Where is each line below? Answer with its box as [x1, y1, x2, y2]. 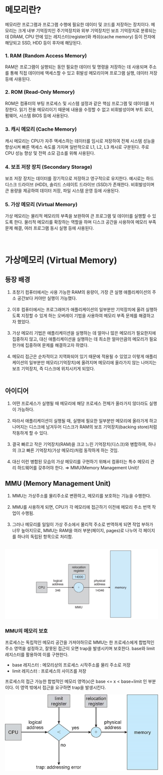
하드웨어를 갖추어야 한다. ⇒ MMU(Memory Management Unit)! [17, 465, 139, 471]
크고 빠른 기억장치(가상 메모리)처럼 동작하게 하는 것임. [17, 447, 119, 454]
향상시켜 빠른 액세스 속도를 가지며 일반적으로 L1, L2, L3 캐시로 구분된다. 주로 [5, 144, 149, 150]
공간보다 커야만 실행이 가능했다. [17, 296, 77, 301]
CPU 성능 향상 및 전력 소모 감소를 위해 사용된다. [5, 150, 96, 156]
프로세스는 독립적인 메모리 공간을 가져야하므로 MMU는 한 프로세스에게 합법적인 [5, 639, 155, 645]
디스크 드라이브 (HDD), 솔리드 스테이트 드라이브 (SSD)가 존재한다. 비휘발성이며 [5, 181, 155, 188]
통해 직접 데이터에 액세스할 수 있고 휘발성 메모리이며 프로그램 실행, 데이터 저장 [10, 70, 158, 76]
